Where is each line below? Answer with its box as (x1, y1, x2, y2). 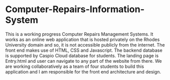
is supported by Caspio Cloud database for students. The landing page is (5, 52, 159, 59)
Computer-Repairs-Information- (5, 4, 145, 15)
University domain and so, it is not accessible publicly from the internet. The (5, 42, 165, 48)
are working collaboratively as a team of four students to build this (5, 63, 144, 69)
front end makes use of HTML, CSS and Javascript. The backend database (5, 47, 163, 53)
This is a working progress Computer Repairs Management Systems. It (5, 31, 154, 37)
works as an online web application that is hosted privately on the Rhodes (5, 36, 160, 43)
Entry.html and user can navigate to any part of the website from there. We (5, 58, 162, 64)
